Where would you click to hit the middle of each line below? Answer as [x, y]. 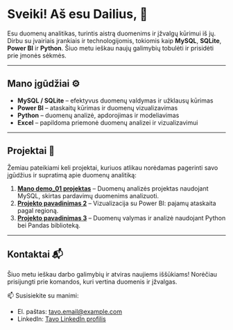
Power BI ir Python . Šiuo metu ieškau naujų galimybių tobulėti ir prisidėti [110, 48]
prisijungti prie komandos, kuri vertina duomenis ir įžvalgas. [92, 282]
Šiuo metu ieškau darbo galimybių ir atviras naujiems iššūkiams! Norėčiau [112, 275]
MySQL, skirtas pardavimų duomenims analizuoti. [88, 196]
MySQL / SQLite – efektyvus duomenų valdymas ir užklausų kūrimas [115, 101]
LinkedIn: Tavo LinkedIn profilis [61, 319]
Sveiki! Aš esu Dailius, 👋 [77, 14]
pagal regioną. [38, 210]
